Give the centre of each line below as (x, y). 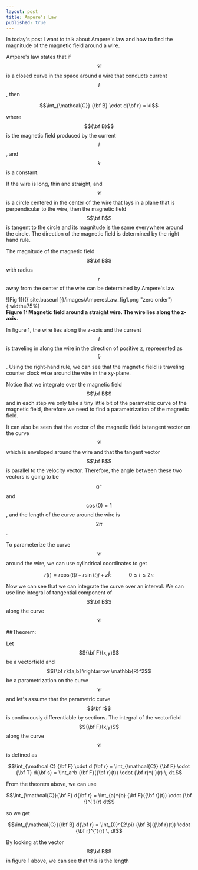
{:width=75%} (23, 306)
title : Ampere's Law (32, 17)
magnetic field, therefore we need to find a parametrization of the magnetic (98, 409)
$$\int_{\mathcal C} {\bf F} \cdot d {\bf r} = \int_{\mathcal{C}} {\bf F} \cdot (99, 766)
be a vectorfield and (30, 662)
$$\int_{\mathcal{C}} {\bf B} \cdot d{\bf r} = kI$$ (99, 106)
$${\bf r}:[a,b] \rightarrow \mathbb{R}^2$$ (99, 671)
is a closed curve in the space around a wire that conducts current (87, 76)
